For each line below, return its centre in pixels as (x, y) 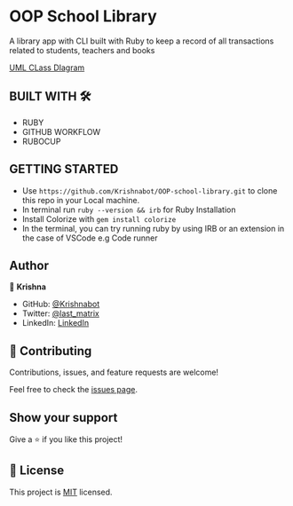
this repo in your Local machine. (81, 200)
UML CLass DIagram (47, 67)
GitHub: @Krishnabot (61, 304)
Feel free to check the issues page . (73, 390)
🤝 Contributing (51, 351)
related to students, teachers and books (82, 50)
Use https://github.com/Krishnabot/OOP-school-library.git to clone (150, 190)
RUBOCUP (41, 141)
